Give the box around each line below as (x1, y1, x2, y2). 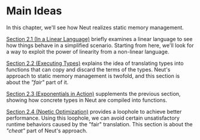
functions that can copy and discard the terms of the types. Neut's (6, 66, 171, 73)
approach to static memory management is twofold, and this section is (6, 72, 180, 79)
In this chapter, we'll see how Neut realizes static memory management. (6, 24, 184, 31)
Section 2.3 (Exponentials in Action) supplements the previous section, (6, 90, 181, 97)
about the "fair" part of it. (6, 79, 69, 86)
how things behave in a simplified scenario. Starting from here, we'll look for (6, 42, 194, 49)
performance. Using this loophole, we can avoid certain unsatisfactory (6, 114, 180, 122)
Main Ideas (6, 4, 62, 18)
